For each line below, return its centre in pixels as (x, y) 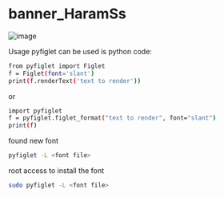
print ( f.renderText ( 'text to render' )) (75, 81)
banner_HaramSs (67, 14)
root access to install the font (56, 171)
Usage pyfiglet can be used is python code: (80, 51)
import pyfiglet (35, 111)
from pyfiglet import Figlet (57, 66)
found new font (33, 141)
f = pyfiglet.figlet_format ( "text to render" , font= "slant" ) (112, 118)
